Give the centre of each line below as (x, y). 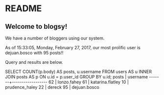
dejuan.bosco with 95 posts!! (34, 53)
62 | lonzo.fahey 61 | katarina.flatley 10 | (88, 82)
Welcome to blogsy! (36, 27)
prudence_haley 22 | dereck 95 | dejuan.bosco (52, 87)
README (23, 9)
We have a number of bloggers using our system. (55, 38)
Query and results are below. (34, 62)
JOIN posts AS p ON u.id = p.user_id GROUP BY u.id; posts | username (77, 77)
